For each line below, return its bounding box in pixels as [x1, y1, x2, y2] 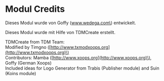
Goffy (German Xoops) [5, 60, 52, 66]
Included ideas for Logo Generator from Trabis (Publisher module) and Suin [5, 65, 160, 71]
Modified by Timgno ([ [5, 44, 51, 50]
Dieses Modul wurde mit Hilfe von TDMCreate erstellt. [5, 29, 116, 35]
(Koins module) [5, 70, 36, 76]
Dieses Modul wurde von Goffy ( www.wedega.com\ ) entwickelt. [5, 20, 136, 26]
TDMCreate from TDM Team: [5, 39, 65, 45]
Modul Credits [5, 3, 65, 15]
